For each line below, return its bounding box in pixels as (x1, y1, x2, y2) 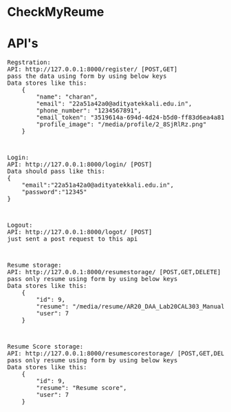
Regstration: (7, 59, 52, 66)
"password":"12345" (21, 188, 87, 196)
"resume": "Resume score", (36, 384, 127, 392)
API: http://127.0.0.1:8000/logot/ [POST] (7, 228, 153, 236)
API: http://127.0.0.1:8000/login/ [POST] (7, 161, 153, 169)
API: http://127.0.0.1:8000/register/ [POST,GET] (7, 65, 178, 73)
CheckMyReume (7, 4, 104, 20)
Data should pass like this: (7, 167, 105, 176)
